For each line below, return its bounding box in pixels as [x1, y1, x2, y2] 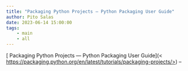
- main [16, 31, 33, 36]
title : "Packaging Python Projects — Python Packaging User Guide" [6, 8, 175, 15]
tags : [6, 25, 19, 31]
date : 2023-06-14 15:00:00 [6, 19, 72, 25]
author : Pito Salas [6, 14, 54, 20]
